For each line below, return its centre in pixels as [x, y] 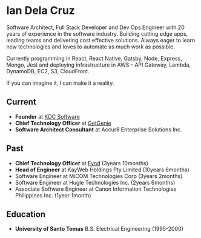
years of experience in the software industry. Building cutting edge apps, [97, 33]
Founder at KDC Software [47, 116]
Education [26, 214]
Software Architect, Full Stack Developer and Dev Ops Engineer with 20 [95, 27]
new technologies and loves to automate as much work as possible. [91, 47]
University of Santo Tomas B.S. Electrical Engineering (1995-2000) [99, 229]
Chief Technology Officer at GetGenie [63, 123]
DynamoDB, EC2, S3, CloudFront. [48, 71]
